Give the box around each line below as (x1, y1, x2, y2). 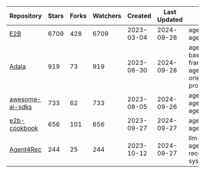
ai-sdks (9, 103, 32, 111)
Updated (157, 15, 183, 24)
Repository (9, 12, 42, 20)
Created (127, 12, 151, 20)
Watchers (92, 12, 122, 20)
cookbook (9, 124, 38, 132)
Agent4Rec (9, 146, 41, 154)
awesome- (9, 95, 41, 103)
